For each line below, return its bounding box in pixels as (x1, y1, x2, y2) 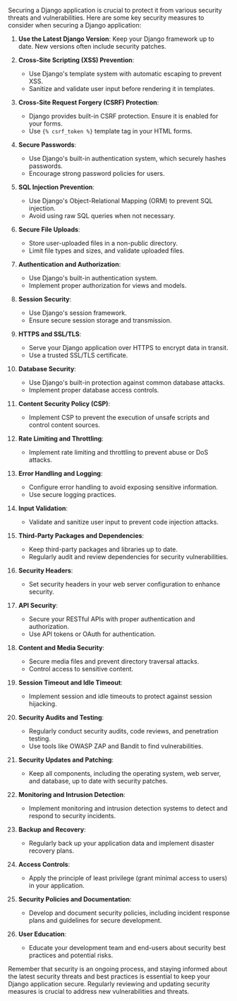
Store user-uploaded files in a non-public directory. (28, 239, 178, 247)
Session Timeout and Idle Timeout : (18, 678, 123, 687)
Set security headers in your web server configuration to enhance (28, 580, 221, 588)
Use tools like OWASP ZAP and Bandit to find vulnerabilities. (28, 742, 204, 750)
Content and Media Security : (18, 644, 105, 652)
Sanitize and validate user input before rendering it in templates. (28, 85, 215, 92)
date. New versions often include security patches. (18, 42, 166, 50)
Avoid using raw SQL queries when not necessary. (28, 212, 176, 220)
